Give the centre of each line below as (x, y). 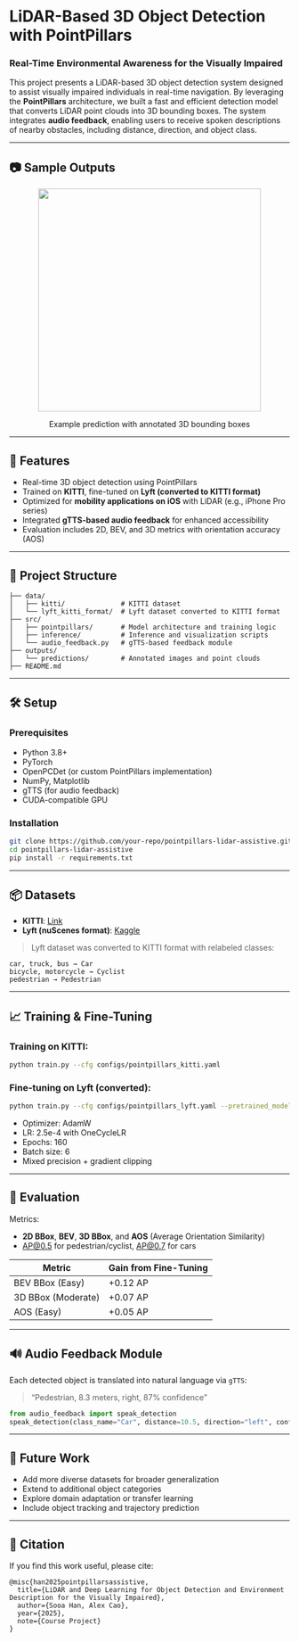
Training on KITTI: (49, 1046)
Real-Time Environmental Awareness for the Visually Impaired (146, 63)
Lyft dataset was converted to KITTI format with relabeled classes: (153, 948)
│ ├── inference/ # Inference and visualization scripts (139, 635)
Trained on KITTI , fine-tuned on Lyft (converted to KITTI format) (141, 491)
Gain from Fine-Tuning (158, 1267)
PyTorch (37, 762)
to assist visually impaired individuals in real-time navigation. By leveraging (146, 92)
